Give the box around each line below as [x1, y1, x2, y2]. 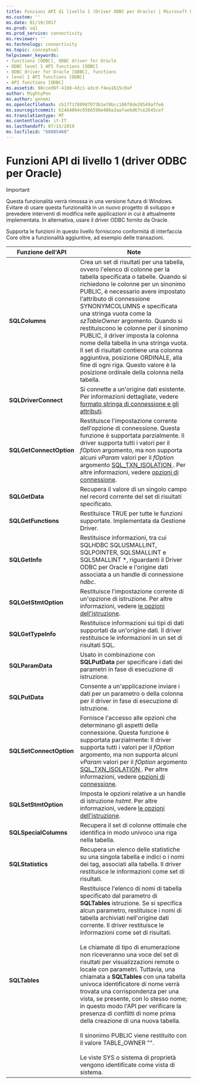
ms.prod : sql [6, 25, 38, 31]
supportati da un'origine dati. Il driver [80, 626, 182, 634]
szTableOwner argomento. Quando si [80, 316, 183, 325]
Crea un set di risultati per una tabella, [80, 258, 185, 266]
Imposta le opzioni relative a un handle [80, 789, 186, 798]
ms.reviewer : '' [6, 36, 46, 42]
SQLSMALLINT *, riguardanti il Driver [80, 555, 183, 563]
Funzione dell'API [16, 248, 67, 256]
